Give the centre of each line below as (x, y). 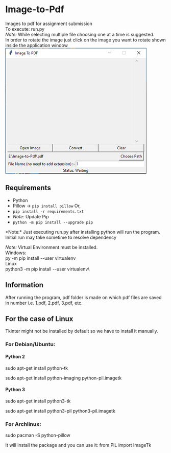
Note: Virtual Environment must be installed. (52, 247)
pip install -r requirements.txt (48, 211)
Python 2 (15, 356)
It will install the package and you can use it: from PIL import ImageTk (78, 445)
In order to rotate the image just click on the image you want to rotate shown (86, 40)
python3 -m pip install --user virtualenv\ (47, 269)
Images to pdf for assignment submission (49, 24)
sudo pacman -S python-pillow (38, 435)
